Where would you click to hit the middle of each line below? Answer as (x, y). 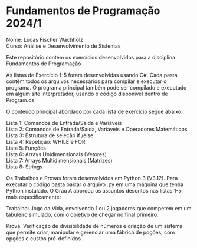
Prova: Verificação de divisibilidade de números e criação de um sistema (94, 226)
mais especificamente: (34, 197)
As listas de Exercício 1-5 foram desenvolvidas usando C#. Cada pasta (92, 75)
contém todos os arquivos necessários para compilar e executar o (86, 81)
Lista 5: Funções (26, 148)
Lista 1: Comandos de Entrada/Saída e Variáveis (64, 123)
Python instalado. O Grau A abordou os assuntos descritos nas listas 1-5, (95, 190)
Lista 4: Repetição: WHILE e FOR (46, 141)
